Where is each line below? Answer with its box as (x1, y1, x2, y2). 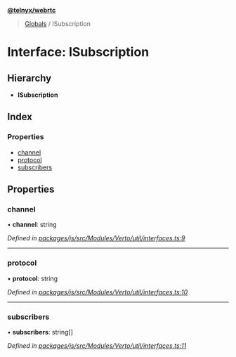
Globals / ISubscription (24, 20, 91, 27)
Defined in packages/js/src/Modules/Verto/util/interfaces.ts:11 (7, 341, 187, 350)
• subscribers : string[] (7, 327, 74, 336)
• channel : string (7, 221, 58, 229)
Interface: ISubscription (7, 44, 150, 60)
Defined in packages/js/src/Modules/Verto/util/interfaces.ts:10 (7, 287, 188, 296)
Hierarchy (7, 72, 52, 84)
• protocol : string (7, 274, 58, 283)
